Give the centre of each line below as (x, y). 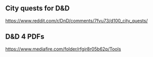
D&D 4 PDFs (25, 37)
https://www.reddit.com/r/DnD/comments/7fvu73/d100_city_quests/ (76, 20)
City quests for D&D (38, 8)
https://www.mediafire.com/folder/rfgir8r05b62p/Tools (63, 49)
